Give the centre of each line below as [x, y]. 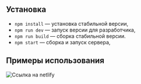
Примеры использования [55, 61]
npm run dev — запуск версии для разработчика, [75, 30]
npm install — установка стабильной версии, [71, 23]
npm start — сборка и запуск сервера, [62, 42]
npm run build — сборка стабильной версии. [70, 36]
